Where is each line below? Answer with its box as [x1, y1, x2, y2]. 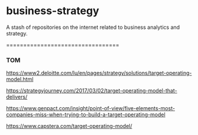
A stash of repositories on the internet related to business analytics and [6, 24, 180, 31]
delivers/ [6, 93, 28, 101]
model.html [6, 75, 34, 83]
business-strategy [6, 4, 99, 18]
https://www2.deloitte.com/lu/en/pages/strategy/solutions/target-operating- [6, 70, 192, 77]
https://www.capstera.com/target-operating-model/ [6, 123, 132, 130]
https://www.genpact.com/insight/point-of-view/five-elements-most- [6, 105, 176, 112]
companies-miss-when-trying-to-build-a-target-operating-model [6, 111, 165, 118]
